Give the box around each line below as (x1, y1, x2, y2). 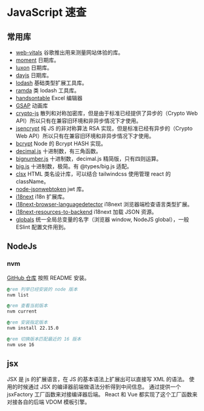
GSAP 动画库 (15, 102, 48, 109)
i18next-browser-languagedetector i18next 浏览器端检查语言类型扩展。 (15, 201, 193, 208)
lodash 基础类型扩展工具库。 (15, 80, 87, 86)
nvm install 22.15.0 (7, 325, 59, 331)
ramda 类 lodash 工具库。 (15, 87, 80, 94)
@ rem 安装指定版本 (7, 319, 48, 325)
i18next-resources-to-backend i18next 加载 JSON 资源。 (15, 208, 157, 216)
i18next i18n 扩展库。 (15, 193, 69, 200)
